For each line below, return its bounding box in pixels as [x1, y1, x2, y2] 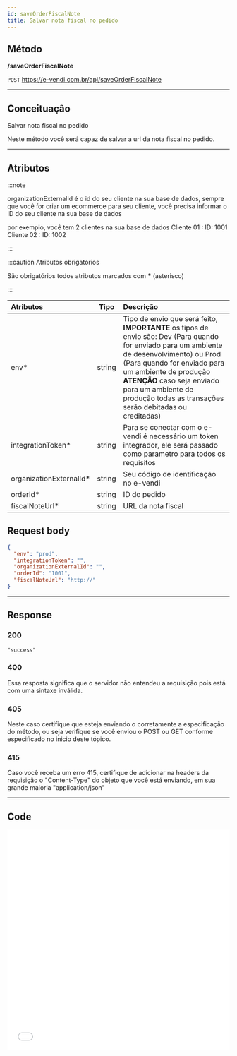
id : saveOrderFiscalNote [7, 10, 80, 18]
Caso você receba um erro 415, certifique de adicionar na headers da [7, 769, 209, 777]
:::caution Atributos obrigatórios [7, 258, 100, 266]
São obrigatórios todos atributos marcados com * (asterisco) [7, 271, 185, 280]
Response [7, 609, 53, 621]
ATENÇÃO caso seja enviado [123, 376, 220, 385]
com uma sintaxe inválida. [7, 686, 83, 695]
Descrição [123, 301, 159, 311]
